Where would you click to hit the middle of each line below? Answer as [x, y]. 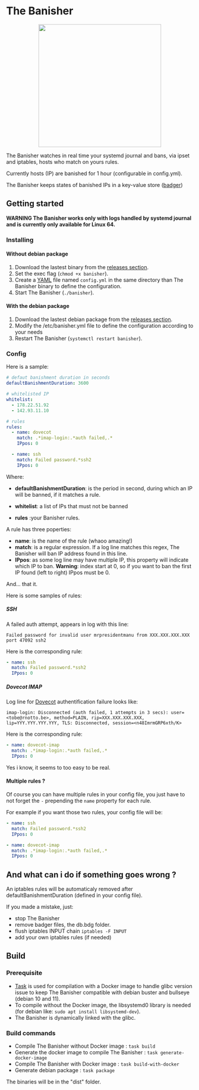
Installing [20, 239]
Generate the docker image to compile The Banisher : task [86, 1052]
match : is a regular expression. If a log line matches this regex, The [97, 547]
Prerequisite [24, 973]
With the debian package [38, 306]
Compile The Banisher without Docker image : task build [85, 1046]
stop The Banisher [37, 918]
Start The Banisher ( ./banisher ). [54, 292]
